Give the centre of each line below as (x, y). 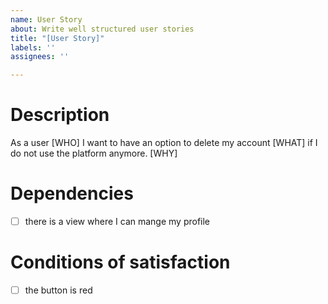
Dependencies (72, 193)
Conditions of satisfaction (120, 262)
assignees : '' (40, 57)
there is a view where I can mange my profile (117, 221)
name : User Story (46, 19)
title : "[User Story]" (57, 38)
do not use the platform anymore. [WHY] (94, 153)
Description (60, 115)
